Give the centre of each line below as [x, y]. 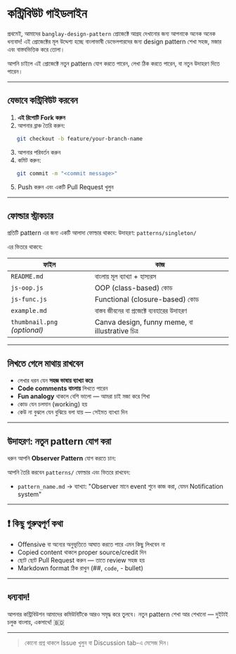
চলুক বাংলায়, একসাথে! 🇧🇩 [36, 622]
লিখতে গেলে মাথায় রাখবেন [45, 363]
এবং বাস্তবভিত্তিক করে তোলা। [36, 49]
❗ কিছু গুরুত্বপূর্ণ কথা [35, 524]
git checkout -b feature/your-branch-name [79, 139]
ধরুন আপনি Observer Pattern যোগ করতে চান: [62, 458]
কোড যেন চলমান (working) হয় [52, 404]
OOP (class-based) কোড [134, 288]
